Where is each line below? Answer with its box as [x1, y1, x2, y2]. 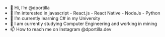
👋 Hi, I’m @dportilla [10, 5, 50, 10]
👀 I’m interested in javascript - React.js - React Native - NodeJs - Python [10, 10, 160, 16]
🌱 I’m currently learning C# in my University [10, 15, 101, 21]
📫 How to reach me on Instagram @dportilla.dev [10, 26, 112, 32]
